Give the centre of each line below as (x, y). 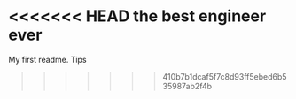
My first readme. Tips (47, 59)
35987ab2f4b (187, 86)
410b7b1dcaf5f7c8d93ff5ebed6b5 (225, 76)
